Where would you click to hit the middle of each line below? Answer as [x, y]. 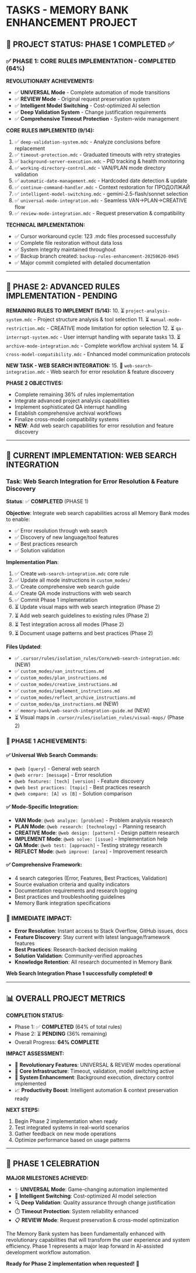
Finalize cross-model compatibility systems [66, 419]
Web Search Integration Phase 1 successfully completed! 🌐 [79, 974]
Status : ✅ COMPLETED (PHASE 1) [47, 501]
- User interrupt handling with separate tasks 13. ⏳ [120, 337]
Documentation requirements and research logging [76, 890]
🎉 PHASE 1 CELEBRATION [53, 1164]
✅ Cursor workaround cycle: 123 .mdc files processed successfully [95, 236]
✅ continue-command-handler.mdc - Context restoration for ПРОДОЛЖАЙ [102, 187]
